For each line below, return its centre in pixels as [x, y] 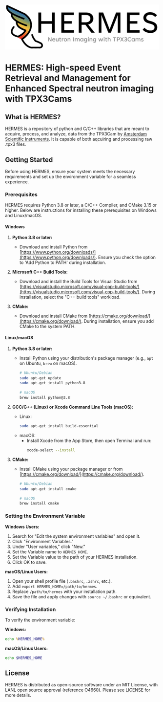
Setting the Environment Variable [45, 516]
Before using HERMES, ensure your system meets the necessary [70, 171]
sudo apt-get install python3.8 [52, 383]
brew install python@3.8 [45, 398]
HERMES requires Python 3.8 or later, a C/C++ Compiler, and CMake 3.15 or [81, 205]
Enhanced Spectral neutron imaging [80, 89]
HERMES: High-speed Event [63, 68]
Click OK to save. [30, 562]
